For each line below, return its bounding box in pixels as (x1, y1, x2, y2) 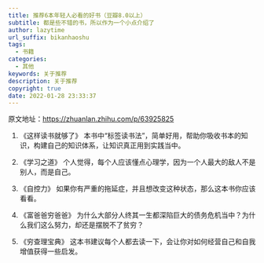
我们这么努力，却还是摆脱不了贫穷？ (26, 221, 144, 230)
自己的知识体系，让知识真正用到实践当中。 (46, 141, 185, 150)
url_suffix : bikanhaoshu (8, 33, 90, 42)
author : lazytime (8, 26, 65, 34)
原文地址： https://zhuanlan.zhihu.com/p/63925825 (8, 115, 174, 124)
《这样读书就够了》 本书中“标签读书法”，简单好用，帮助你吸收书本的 (19, 131, 242, 141)
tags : (8, 41, 26, 49)
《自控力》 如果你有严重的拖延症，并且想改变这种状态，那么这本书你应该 (19, 184, 256, 193)
